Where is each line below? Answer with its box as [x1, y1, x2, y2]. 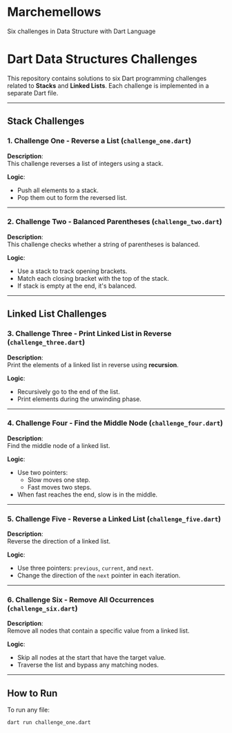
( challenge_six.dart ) [7, 604, 78, 613]
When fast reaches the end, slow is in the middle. [17, 490, 157, 499]
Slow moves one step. [27, 475, 91, 484]
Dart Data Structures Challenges [7, 51, 198, 67]
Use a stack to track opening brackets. [17, 267, 128, 275]
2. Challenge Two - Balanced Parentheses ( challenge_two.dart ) [7, 217, 222, 227]
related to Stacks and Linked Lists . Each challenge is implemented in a [7, 81, 209, 90]
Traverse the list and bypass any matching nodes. [17, 661, 159, 669]
